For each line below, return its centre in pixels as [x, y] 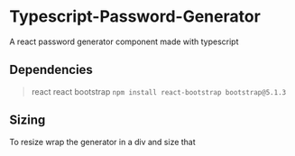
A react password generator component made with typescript [124, 41]
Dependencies [51, 70]
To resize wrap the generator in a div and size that [102, 142]
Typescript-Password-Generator [135, 17]
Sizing [28, 120]
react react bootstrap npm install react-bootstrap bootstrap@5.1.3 [159, 91]
